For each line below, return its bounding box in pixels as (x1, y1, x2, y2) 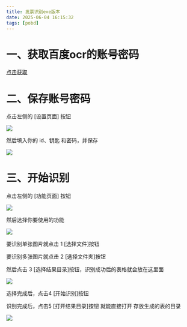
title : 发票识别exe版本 (6, 8, 60, 15)
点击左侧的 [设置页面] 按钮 (6, 113, 72, 120)
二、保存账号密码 (6, 92, 91, 106)
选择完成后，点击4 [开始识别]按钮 (6, 290, 89, 297)
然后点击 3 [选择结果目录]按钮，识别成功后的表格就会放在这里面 (6, 266, 164, 273)
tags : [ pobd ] (6, 20, 39, 26)
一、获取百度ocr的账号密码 (6, 47, 139, 61)
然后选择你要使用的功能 (6, 217, 64, 224)
